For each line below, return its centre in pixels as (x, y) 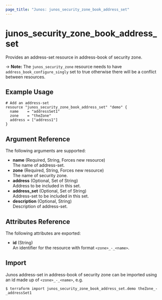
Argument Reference (38, 139)
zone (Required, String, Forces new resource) (58, 170)
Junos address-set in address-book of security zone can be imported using (81, 274)
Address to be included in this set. (47, 186)
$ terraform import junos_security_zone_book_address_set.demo (71, 288)
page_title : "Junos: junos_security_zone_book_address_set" (68, 9)
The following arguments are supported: (46, 151)
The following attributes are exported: (43, 233)
